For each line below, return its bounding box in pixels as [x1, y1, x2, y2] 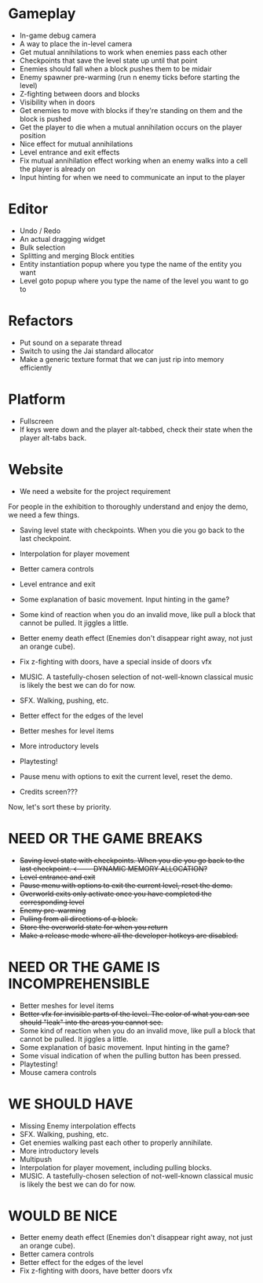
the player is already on [19, 164, 96, 174]
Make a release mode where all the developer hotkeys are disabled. [19, 930, 239, 940]
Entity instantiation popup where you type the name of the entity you [19, 259, 242, 269]
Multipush [19, 1154, 53, 1164]
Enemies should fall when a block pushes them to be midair [19, 64, 212, 73]
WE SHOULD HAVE [8, 1095, 133, 1113]
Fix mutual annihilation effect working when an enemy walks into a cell [19, 155, 248, 165]
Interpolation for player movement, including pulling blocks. [19, 1163, 212, 1172]
